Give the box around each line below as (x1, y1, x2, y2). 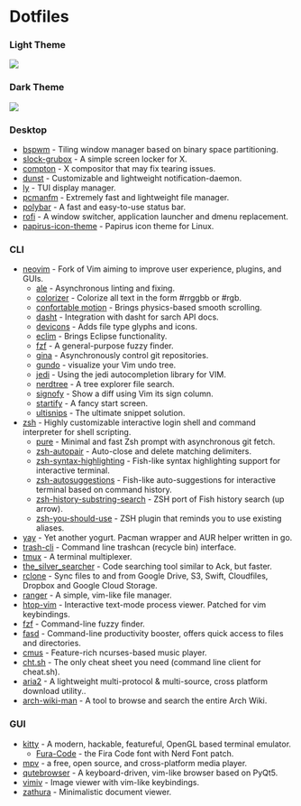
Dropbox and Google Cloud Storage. (22, 580, 158, 591)
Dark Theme (9, 81, 65, 94)
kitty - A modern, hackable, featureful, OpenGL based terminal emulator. (22, 738, 291, 749)
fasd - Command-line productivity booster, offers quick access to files (22, 628, 284, 639)
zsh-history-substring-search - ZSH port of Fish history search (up (35, 494, 285, 505)
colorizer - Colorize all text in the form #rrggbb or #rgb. (35, 292, 242, 303)
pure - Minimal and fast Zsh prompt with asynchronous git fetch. (35, 436, 276, 448)
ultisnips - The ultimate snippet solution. (35, 408, 186, 419)
